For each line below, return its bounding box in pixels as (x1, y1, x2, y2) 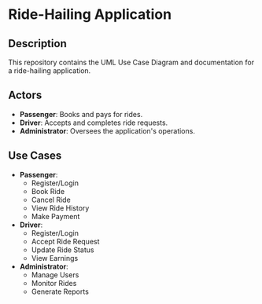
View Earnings (31, 253, 79, 262)
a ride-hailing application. (8, 66, 91, 75)
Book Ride (31, 186, 65, 196)
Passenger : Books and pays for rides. (19, 109, 143, 119)
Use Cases (8, 149, 62, 163)
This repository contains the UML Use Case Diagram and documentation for (8, 57, 255, 67)
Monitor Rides (31, 278, 77, 288)
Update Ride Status (31, 245, 94, 255)
